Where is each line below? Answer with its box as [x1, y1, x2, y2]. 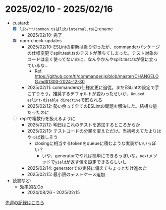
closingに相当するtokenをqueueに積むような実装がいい [34, 140, 148, 146]
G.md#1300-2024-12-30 [34, 78, 85, 85]
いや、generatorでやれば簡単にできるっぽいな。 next [42, 153, 149, 159]
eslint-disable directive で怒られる [27, 97, 103, 103]
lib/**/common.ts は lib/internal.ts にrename [19, 26, 113, 32]
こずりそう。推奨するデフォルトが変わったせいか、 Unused [27, 91, 145, 97]
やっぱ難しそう [27, 134, 58, 140]
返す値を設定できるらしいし [70, 159, 127, 165]
